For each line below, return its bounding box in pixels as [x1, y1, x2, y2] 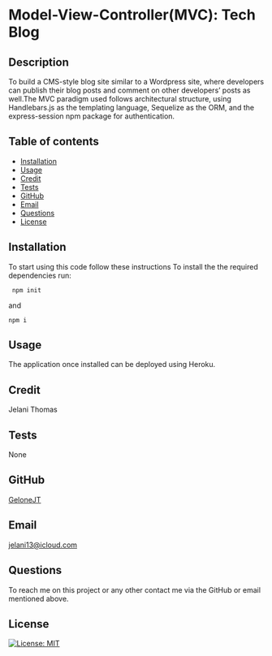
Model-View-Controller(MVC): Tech [8, 6, 256, 24]
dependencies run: [8, 270, 71, 280]
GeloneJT [8, 494, 41, 504]
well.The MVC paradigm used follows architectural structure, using [8, 94, 231, 103]
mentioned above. [8, 593, 69, 603]
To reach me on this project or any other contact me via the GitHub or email [8, 585, 261, 594]
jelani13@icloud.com [8, 540, 78, 550]
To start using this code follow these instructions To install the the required [8, 261, 258, 271]
